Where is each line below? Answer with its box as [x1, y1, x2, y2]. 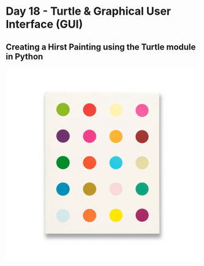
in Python [6, 51, 43, 62]
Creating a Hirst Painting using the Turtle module [6, 42, 196, 52]
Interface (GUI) [6, 17, 83, 31]
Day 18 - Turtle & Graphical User [6, 4, 172, 18]
